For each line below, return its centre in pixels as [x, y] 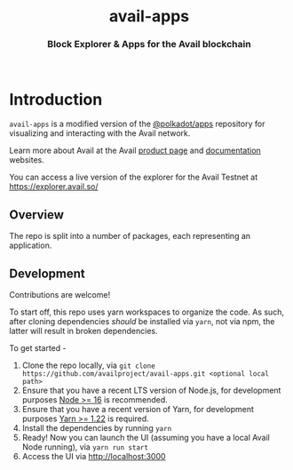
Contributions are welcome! [60, 295]
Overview [37, 215]
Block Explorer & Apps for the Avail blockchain [149, 44]
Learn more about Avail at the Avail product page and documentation [135, 151]
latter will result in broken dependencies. [83, 331]
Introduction [56, 99]
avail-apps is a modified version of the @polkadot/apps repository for [137, 124]
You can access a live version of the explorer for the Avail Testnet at [134, 177]
